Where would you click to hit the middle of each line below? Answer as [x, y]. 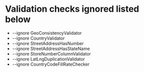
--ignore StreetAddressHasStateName [51, 48]
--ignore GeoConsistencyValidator [47, 33]
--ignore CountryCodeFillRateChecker [51, 64]
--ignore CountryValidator [38, 38]
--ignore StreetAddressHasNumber [48, 43]
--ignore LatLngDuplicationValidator [48, 59]
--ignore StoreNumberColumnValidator [51, 54]
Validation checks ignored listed [72, 9]
